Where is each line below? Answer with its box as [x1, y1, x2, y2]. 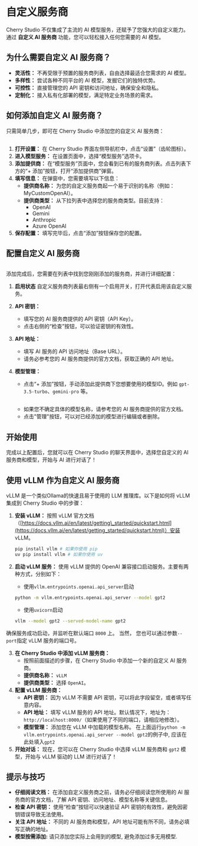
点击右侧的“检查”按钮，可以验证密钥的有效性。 [23, 323, 137, 330]
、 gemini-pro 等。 [47, 388, 91, 395]
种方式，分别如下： [14, 570, 62, 577]
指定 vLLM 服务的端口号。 [16, 637, 80, 644]
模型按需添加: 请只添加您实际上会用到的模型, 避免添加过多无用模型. [14, 833, 178, 840]
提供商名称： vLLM [23, 671, 67, 679]
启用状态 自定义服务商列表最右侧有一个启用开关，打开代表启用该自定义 [14, 283, 187, 290]
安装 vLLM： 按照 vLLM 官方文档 [14, 512, 94, 519]
